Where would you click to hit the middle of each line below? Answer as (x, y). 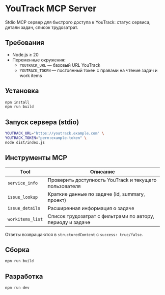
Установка (22, 91)
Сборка (17, 250)
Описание (103, 171)
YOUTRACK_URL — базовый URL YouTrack (60, 65)
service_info (23, 183)
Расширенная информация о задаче (91, 208)
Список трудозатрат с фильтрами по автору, (101, 216)
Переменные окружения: (39, 60)
